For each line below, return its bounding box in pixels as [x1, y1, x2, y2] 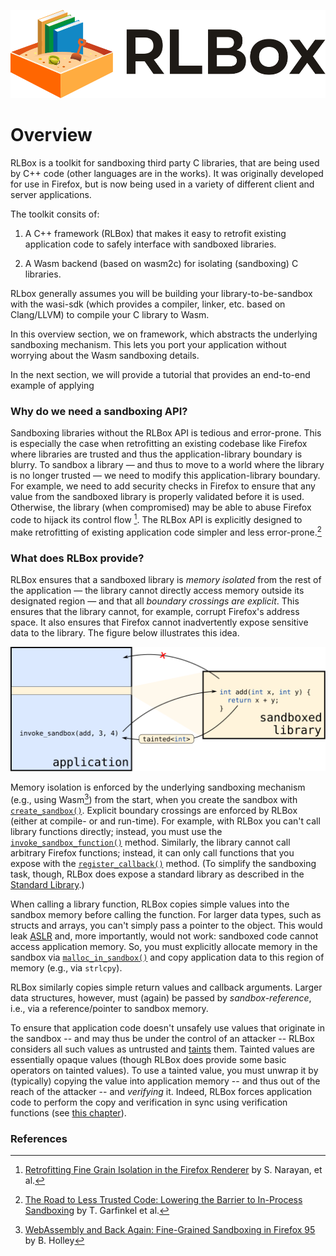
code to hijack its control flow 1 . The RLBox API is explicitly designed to [10, 512, 303, 526]
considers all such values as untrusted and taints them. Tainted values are [10, 1043, 315, 1055]
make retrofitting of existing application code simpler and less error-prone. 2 [10, 525, 322, 538]
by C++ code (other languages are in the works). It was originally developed [10, 168, 324, 180]
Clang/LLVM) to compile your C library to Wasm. [10, 309, 210, 321]
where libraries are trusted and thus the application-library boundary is [10, 448, 303, 460]
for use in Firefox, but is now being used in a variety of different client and [10, 178, 315, 190]
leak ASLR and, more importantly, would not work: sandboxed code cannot [10, 930, 319, 942]
